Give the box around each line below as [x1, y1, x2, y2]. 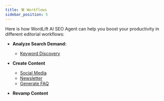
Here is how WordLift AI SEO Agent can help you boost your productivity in [5, 25, 159, 31]
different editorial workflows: [5, 31, 64, 37]
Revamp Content [12, 90, 48, 96]
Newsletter [19, 75, 42, 81]
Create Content [12, 60, 45, 66]
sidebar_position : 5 [5, 12, 48, 17]
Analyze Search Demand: [12, 40, 66, 46]
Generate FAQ [19, 80, 49, 86]
